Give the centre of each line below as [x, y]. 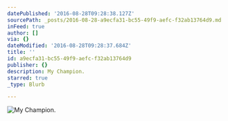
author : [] [23, 33]
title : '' [21, 53]
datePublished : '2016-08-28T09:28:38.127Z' [71, 13]
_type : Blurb [26, 84]
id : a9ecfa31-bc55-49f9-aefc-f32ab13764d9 [69, 59]
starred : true [28, 78]
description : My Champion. [46, 71]
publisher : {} [28, 65]
